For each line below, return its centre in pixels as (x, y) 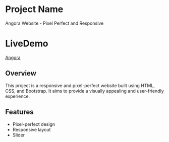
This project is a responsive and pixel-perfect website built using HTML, (80, 85)
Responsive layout (32, 129)
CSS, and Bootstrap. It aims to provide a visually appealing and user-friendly (84, 91)
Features (19, 112)
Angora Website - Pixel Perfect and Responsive (54, 23)
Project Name (34, 9)
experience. (18, 96)
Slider (19, 135)
